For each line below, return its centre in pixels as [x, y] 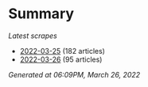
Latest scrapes [33, 36]
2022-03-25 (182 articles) [62, 51]
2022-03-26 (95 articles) [61, 59]
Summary [41, 14]
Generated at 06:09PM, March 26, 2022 [74, 74]
